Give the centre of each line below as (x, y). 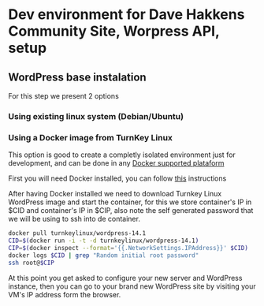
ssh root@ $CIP (32, 263)
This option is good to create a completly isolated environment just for (122, 155)
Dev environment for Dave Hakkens (126, 15)
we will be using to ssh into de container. (74, 219)
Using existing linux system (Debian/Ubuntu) (96, 116)
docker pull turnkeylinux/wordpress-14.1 (77, 233)
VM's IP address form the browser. (65, 294)
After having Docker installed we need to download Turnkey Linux (115, 194)
